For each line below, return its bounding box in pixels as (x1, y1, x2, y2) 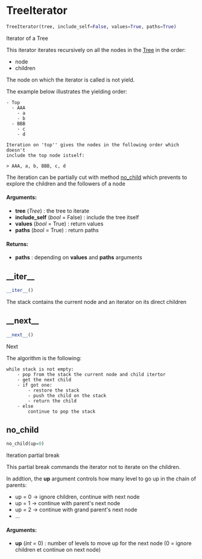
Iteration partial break (6, 451, 60, 459)
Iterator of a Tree (6, 34, 48, 42)
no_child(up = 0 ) (6, 441, 45, 447)
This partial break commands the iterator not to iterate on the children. (6, 464, 181, 471)
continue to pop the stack (28, 409, 96, 415)
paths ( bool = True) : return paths (14, 227, 99, 234)
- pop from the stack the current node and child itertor (17, 371, 166, 378)
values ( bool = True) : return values (14, 220, 104, 227)
